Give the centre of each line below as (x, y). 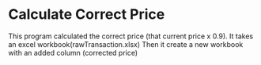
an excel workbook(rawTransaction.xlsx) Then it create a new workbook (126, 44)
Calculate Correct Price (87, 14)
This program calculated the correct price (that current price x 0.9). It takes (131, 36)
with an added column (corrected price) (73, 52)
